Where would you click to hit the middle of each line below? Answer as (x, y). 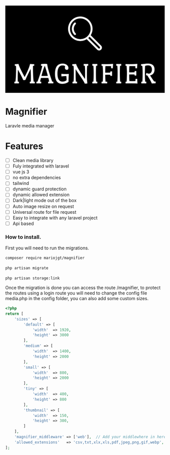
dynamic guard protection (39, 189)
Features (24, 147)
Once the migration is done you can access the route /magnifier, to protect (83, 288)
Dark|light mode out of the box (45, 201)
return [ (14, 314)
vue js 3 (21, 172)
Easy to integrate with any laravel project (55, 218)
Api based (23, 223)
